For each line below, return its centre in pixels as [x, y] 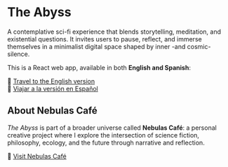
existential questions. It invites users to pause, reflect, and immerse [105, 39]
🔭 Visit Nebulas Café [37, 156]
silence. [19, 54]
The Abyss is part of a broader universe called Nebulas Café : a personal [112, 128]
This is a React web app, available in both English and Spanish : [99, 67]
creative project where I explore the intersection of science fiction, [103, 135]
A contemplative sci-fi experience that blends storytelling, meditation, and [114, 32]
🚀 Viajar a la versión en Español [53, 88]
